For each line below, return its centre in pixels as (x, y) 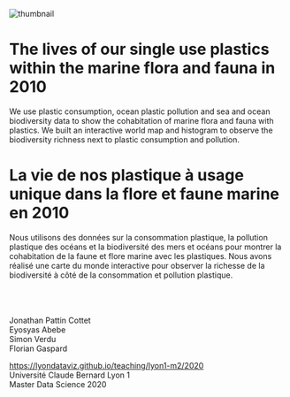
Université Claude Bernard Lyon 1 (70, 375)
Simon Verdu (33, 339)
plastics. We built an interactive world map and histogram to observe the (141, 130)
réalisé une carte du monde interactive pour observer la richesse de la (137, 265)
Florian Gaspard (38, 348)
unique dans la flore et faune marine (145, 194)
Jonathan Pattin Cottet (50, 320)
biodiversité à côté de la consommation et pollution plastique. (121, 275)
